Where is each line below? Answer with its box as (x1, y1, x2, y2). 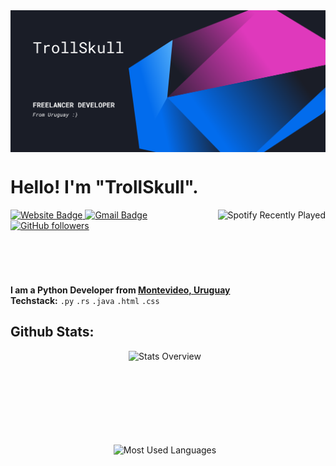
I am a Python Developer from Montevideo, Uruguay (10, 284, 231, 296)
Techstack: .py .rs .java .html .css (10, 294, 160, 306)
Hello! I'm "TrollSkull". (10, 176, 199, 199)
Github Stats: (10, 324, 95, 341)
